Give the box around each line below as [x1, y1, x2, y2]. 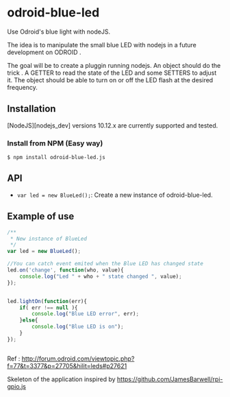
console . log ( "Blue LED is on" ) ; [31, 324, 125, 330]
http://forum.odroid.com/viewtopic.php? [21, 354, 135, 363]
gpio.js [7, 382, 26, 390]
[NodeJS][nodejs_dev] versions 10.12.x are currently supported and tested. [7, 121, 218, 130]
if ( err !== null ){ [19, 304, 78, 311]
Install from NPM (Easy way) [7, 139, 103, 148]
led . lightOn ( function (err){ [7, 298, 88, 304]
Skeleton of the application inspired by [7, 375, 116, 383]
